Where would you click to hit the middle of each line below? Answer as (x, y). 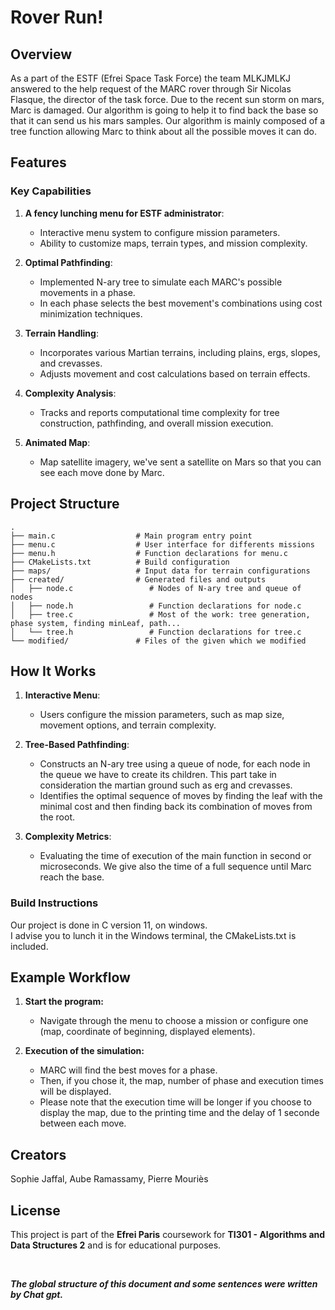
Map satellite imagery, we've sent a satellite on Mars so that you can (180, 462)
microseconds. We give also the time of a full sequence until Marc (175, 867)
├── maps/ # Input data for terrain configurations (160, 571)
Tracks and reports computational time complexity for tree (159, 412)
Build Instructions (54, 903)
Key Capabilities (51, 191)
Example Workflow (70, 977)
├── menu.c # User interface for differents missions (162, 544)
